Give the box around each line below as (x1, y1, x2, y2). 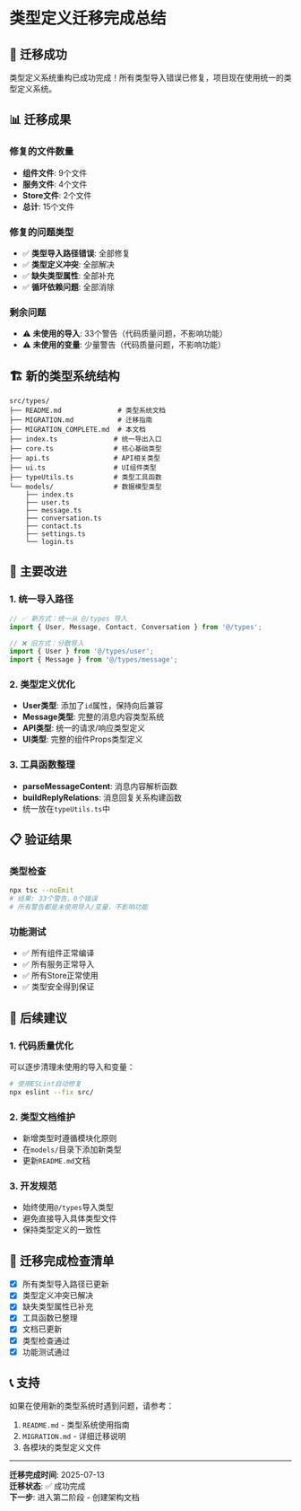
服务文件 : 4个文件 (21, 179, 88, 189)
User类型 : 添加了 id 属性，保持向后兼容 (21, 700, 164, 711)
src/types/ (9, 397, 50, 406)
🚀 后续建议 (9, 1010, 67, 1025)
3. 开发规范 (9, 1180, 57, 1192)
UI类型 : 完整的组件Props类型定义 (21, 734, 143, 745)
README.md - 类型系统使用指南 (21, 1419, 130, 1430)
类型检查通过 (21, 1335, 70, 1346)
